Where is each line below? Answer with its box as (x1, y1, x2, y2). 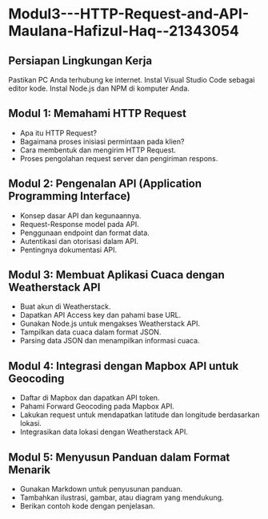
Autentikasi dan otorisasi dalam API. (19, 236, 138, 245)
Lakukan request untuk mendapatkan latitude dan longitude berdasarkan (19, 410, 260, 420)
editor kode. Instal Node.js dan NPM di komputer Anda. (8, 83, 190, 93)
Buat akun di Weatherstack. (19, 302, 111, 311)
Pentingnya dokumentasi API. (19, 245, 118, 254)
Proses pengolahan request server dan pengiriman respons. (19, 153, 218, 163)
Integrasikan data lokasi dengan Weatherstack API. (19, 427, 188, 437)
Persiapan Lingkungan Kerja (8, 54, 153, 67)
